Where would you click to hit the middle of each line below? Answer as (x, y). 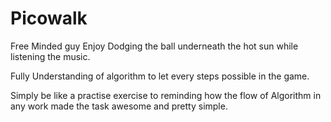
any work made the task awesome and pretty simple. (119, 106)
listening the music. (50, 56)
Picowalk (49, 18)
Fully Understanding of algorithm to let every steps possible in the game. (160, 76)
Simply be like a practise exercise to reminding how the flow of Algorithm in (166, 95)
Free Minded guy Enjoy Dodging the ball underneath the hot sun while (154, 46)
